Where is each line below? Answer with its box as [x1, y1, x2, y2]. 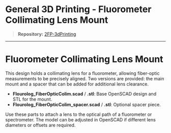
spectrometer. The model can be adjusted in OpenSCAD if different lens [5, 116, 156, 122]
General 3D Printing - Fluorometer [5, 4, 152, 15]
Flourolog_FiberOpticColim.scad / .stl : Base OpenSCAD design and [12, 91, 157, 97]
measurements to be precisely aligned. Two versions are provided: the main [5, 75, 164, 81]
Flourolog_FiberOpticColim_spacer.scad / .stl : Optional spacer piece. [12, 101, 161, 107]
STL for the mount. [12, 96, 52, 102]
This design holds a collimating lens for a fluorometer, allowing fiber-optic [5, 70, 160, 76]
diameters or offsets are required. [5, 122, 76, 128]
